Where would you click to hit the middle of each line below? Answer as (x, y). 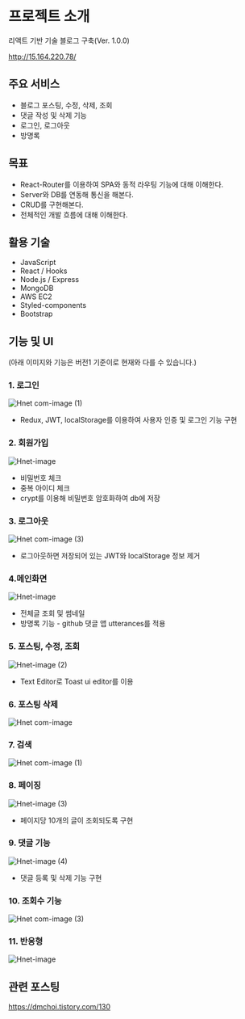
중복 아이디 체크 (45, 488)
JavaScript (38, 263)
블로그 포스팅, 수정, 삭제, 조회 (66, 105)
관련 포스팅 (34, 987)
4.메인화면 (28, 579)
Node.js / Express (49, 280)
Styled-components (53, 305)
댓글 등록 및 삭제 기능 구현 (61, 878)
